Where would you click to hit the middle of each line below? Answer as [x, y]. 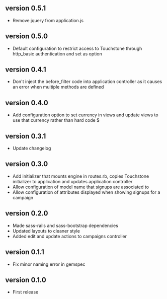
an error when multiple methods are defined [58, 87]
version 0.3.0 [27, 164]
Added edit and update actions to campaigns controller [70, 236]
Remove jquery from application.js [48, 20]
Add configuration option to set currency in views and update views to [85, 115]
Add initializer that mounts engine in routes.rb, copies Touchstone [81, 176]
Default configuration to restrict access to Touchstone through [77, 48]
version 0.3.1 [26, 136]
